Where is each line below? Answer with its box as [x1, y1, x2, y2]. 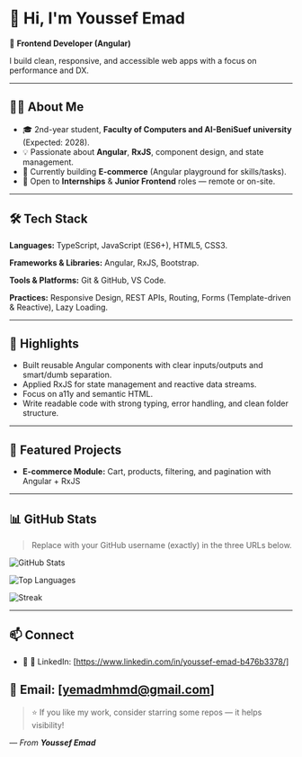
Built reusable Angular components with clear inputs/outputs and [22, 360, 263, 371]
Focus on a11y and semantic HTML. [22, 389, 154, 400]
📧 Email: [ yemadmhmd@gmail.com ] [9, 682, 215, 698]
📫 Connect [9, 627, 75, 643]
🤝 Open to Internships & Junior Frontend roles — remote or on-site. [22, 176, 276, 186]
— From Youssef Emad [9, 737, 96, 748]
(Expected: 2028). [22, 137, 90, 148]
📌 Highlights [9, 336, 79, 351]
